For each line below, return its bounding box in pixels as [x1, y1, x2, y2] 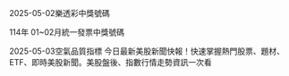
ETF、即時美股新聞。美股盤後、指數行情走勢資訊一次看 [9, 57, 212, 67]
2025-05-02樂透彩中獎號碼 [9, 8, 110, 18]
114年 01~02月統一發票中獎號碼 [9, 27, 125, 38]
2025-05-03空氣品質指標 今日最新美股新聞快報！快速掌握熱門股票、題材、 [9, 46, 285, 56]
